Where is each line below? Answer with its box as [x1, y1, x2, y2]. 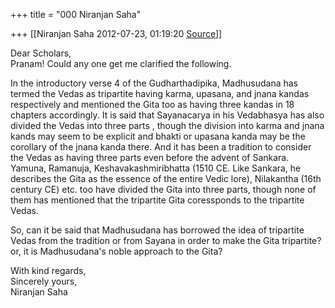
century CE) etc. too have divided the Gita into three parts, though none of [10, 184, 317, 195]
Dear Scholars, [10, 47, 72, 59]
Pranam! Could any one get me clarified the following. [10, 58, 232, 69]
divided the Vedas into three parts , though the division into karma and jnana [10, 120, 325, 131]
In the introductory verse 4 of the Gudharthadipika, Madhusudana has [10, 77, 298, 89]
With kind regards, [10, 265, 87, 276]
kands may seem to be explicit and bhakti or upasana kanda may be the [10, 130, 306, 142]
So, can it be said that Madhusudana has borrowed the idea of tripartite [10, 224, 305, 236]
